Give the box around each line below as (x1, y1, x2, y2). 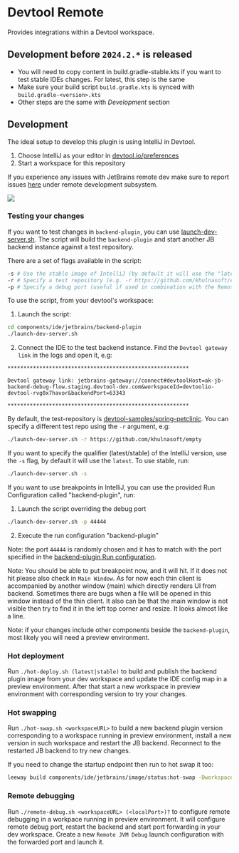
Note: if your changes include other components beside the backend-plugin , (7, 625, 230, 634)
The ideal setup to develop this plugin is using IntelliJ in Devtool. (7, 137, 196, 146)
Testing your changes (7, 211, 85, 221)
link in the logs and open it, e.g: (17, 351, 112, 360)
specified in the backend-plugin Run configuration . (7, 552, 156, 561)
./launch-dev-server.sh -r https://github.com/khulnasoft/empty (7, 436, 202, 443)
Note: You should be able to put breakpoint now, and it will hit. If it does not (7, 566, 228, 574)
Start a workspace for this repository (17, 158, 126, 167)
